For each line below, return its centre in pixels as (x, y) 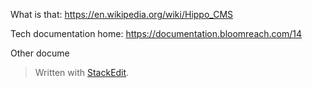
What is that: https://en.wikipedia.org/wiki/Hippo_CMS (122, 14)
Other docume (40, 53)
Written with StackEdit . (82, 72)
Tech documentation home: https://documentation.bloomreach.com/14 (156, 33)
